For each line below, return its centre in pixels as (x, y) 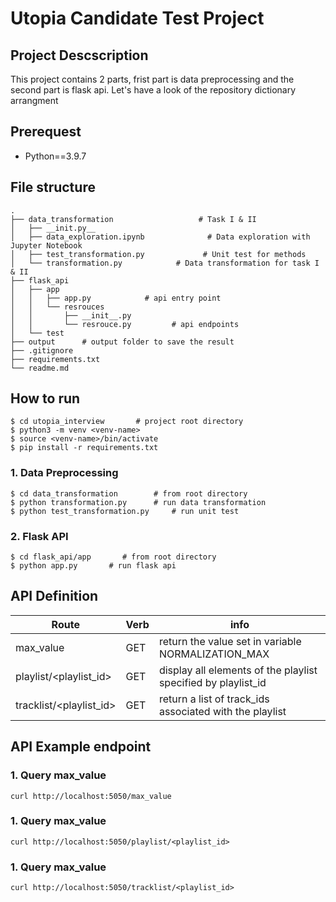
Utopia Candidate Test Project (137, 18)
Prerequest (46, 132)
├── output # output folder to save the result (122, 342)
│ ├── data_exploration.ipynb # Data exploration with (160, 237)
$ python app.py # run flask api (93, 566)
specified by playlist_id (212, 682)
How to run (45, 398)
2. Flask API (39, 536)
